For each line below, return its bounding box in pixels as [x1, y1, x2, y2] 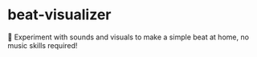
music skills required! [7, 40, 78, 50]
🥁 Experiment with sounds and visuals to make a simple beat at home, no [7, 32, 250, 42]
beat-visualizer [7, 6, 112, 24]
